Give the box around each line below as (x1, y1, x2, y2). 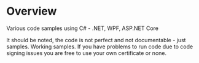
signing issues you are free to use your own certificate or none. (6, 49, 167, 56)
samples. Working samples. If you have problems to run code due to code (6, 43, 193, 50)
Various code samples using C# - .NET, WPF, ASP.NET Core (6, 24, 158, 32)
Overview (6, 4, 57, 18)
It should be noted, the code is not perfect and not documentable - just (6, 36, 186, 43)
